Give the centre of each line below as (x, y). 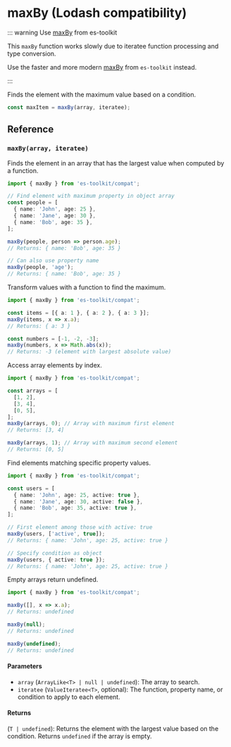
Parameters (25, 666)
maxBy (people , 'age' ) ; (40, 268)
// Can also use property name (53, 261)
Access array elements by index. (55, 365)
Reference (31, 129)
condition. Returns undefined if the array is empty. (80, 736)
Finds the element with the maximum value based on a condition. (101, 94)
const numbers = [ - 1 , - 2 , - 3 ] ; (53, 339)
